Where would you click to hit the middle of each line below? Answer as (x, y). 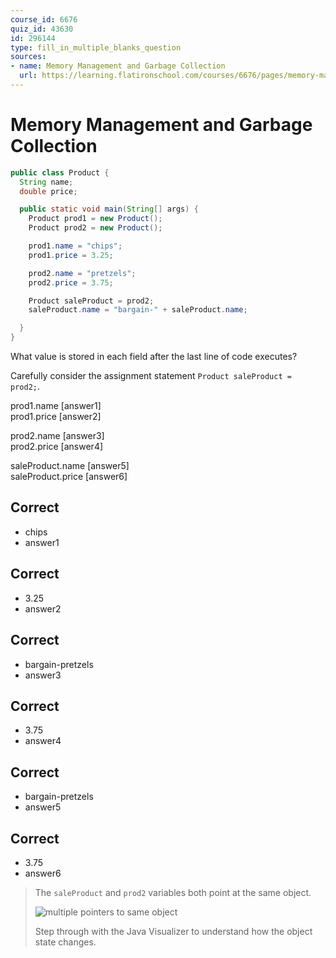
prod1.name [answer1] (56, 406)
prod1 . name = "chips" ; (75, 246)
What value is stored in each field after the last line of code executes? (154, 357)
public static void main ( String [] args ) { (109, 209)
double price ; (48, 191)
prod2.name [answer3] (57, 436)
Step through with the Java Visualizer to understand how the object (173, 931)
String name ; (46, 182)
